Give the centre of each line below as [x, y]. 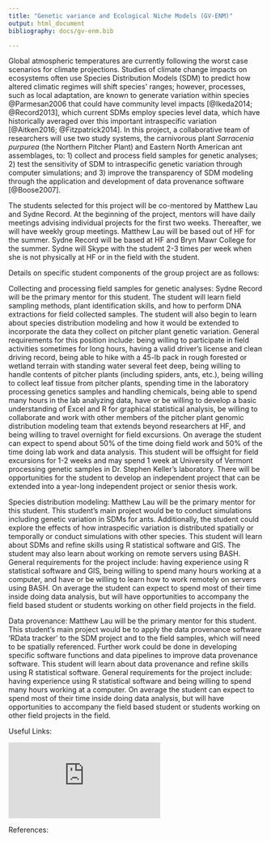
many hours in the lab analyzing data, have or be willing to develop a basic [133, 401]
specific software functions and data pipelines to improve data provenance [133, 656]
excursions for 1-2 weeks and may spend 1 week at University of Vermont [131, 461]
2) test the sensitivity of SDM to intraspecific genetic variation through [125, 164]
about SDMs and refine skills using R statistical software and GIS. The [125, 545]
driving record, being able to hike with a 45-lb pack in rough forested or [128, 358]
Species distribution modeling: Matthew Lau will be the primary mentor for [132, 502]
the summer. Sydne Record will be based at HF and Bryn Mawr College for [132, 240]
